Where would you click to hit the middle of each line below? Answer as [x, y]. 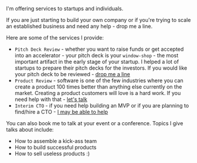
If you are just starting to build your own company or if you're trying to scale [98, 20]
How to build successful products [55, 147]
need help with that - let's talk [51, 99]
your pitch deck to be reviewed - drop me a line [72, 74]
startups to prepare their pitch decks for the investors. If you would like [101, 68]
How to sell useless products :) [52, 154]
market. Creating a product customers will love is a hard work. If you [98, 93]
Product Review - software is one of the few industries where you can [99, 80]
